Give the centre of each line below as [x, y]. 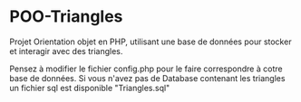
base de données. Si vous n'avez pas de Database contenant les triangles [147, 78]
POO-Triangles [66, 17]
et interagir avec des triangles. [66, 51]
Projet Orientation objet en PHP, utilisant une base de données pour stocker [150, 42]
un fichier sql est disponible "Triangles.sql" [90, 88]
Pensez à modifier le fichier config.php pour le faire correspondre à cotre [146, 69]
